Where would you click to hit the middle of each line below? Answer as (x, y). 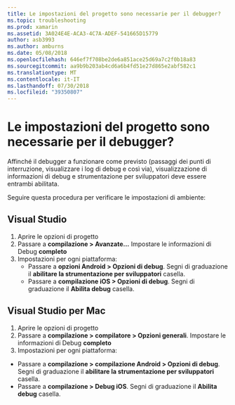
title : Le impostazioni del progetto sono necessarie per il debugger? (114, 14)
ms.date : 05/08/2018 (38, 53)
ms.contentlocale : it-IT (43, 79)
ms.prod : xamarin (33, 27)
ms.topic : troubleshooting (47, 20)
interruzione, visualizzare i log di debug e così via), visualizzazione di (107, 169)
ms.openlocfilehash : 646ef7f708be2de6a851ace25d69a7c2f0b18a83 (102, 60)
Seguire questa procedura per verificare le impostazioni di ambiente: (106, 198)
